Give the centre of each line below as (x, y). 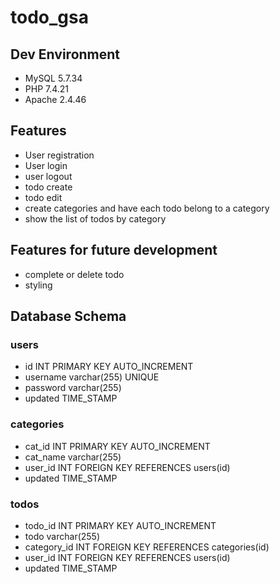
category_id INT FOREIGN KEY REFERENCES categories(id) (147, 547)
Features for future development (114, 250)
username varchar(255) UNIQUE (92, 377)
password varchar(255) (73, 388)
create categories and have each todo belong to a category (147, 208)
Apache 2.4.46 (55, 99)
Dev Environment (65, 54)
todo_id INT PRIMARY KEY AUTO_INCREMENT (120, 525)
